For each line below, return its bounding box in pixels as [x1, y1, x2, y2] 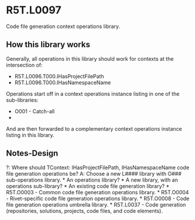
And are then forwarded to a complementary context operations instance [6, 125, 183, 132]
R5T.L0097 [6, 4, 61, 17]
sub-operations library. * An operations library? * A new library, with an [6, 176, 179, 183]
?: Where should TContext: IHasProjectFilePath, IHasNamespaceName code [6, 164, 190, 171]
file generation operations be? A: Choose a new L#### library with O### [6, 170, 182, 177]
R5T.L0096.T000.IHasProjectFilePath [14, 72, 104, 79]
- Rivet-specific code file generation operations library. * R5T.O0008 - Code [6, 195, 190, 202]
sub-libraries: [6, 96, 39, 103]
